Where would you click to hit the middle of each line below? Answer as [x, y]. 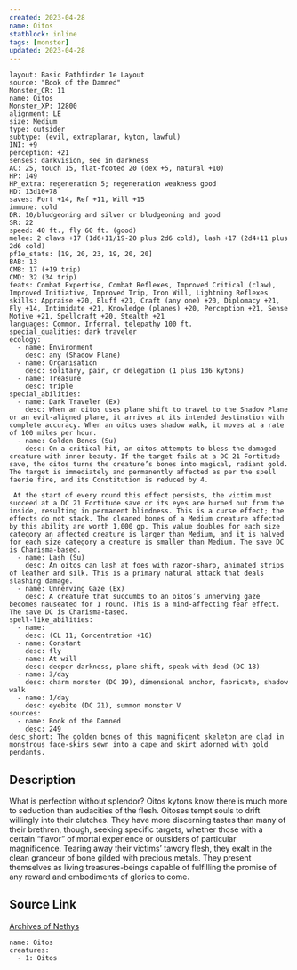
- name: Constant [49, 643]
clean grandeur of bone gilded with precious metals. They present [130, 857]
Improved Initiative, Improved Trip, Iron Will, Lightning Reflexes [139, 293]
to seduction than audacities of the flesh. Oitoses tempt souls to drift [135, 810]
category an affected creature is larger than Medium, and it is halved [147, 535]
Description [42, 780]
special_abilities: [45, 394]
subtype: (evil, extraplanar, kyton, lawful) [95, 137]
